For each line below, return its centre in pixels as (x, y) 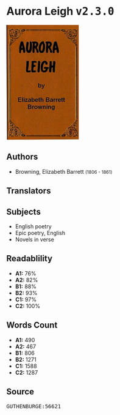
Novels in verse (35, 239)
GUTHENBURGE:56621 (34, 406)
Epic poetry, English (40, 233)
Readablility (30, 259)
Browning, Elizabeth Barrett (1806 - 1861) (64, 171)
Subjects (23, 211)
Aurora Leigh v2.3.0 (60, 11)
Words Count (32, 325)
